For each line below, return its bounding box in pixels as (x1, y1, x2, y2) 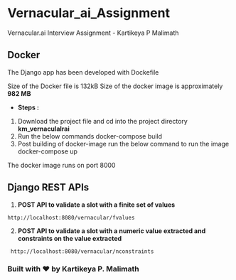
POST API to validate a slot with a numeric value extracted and (17, 226, 206, 235)
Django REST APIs (7, 181, 90, 193)
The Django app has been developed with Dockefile (7, 68, 159, 76)
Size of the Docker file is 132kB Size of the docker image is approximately (7, 82, 223, 90)
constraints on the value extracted (17, 234, 122, 242)
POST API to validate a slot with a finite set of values (17, 200, 176, 209)
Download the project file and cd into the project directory (17, 117, 188, 125)
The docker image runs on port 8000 (7, 161, 116, 169)
